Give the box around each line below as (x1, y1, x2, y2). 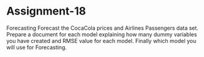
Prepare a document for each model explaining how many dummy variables (6, 30, 197, 38)
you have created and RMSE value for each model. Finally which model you (6, 37, 197, 44)
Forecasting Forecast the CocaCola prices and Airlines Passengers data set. (6, 24, 199, 32)
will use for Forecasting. (6, 44, 67, 51)
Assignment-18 (6, 4, 86, 18)
